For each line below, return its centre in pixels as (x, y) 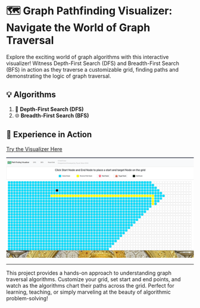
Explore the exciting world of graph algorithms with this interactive (87, 57)
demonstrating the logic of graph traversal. (59, 76)
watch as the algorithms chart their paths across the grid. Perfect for (90, 285)
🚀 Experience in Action (49, 135)
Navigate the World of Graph (78, 28)
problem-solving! (27, 298)
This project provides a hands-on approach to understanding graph (89, 273)
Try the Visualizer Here (34, 149)
